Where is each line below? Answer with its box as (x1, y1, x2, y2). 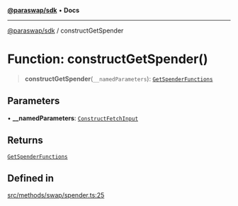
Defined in (7, 172, 55, 184)
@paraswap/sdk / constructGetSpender (7, 26, 124, 35)
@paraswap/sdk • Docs (7, 6, 80, 14)
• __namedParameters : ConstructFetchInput (7, 113, 139, 122)
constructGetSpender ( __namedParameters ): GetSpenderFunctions (24, 74, 213, 83)
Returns (7, 135, 44, 147)
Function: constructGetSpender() (7, 51, 208, 67)
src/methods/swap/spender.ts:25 (7, 191, 105, 200)
